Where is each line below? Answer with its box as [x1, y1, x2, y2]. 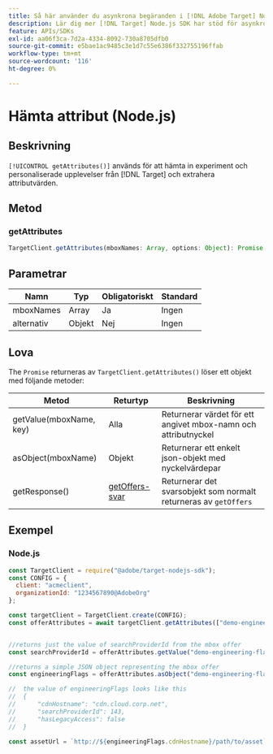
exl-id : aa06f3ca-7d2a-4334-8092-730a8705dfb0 [8, 34, 169, 43]
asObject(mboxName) [12, 452, 97, 463]
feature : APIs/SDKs [8, 27, 75, 35]
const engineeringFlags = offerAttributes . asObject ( [8, 670, 191, 678]
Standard [161, 291, 198, 302]
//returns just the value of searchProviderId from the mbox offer [8, 640, 242, 648]
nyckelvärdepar [161, 462, 221, 474]
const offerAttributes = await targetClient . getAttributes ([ [8, 618, 220, 626]
